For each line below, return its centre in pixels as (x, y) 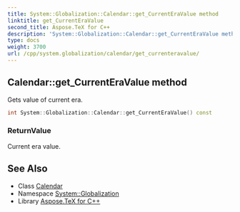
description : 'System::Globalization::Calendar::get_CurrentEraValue (113, 34)
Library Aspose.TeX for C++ (59, 201)
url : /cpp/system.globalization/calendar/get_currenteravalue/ (104, 54)
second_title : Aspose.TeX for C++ (59, 27)
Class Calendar (40, 186)
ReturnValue (29, 131)
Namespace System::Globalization (68, 194)
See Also (27, 169)
